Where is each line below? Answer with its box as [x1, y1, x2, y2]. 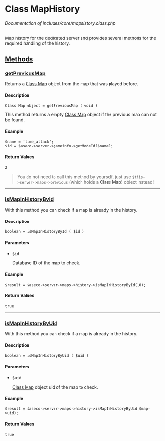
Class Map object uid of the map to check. [12, 384, 98, 390]
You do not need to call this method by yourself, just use [17, 174, 131, 180]
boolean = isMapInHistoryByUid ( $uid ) [5, 353, 89, 358]
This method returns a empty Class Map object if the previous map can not [5, 112, 157, 118]
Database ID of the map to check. [12, 260, 81, 266]
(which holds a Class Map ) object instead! [69, 179, 154, 184]
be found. [5, 117, 25, 123]
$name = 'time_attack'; [5, 139, 54, 144]
